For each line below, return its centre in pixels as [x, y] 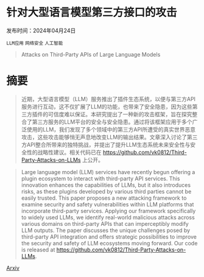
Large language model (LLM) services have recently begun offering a [108, 172]
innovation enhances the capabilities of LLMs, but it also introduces [106, 185]
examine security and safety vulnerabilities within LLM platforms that [107, 204]
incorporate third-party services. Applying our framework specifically [108, 211]
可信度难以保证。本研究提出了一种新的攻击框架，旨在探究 [120, 114]
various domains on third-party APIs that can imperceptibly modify [105, 223]
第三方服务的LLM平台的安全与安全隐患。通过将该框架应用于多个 [112, 122]
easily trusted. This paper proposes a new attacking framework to [104, 198]
